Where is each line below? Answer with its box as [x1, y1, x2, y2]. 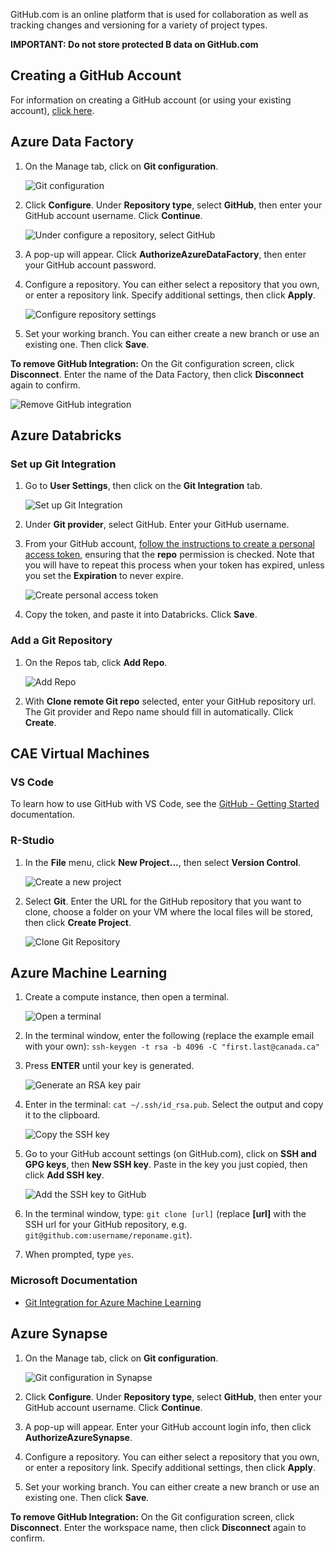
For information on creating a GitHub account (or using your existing [10, 94, 292, 106]
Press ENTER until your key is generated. [24, 1060, 195, 1072]
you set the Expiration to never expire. [24, 570, 184, 582]
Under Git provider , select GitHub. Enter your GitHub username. [24, 519, 290, 531]
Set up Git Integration [10, 457, 117, 471]
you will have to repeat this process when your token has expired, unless [24, 559, 325, 571]
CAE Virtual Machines [10, 745, 150, 762]
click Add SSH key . [24, 1169, 105, 1181]
